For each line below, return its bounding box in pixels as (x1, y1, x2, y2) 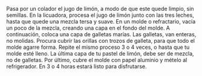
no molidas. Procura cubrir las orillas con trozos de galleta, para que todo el (6, 37, 195, 44)
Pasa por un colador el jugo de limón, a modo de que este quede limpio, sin (6, 5, 195, 12)
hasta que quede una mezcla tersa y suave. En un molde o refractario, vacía (6, 18, 196, 25)
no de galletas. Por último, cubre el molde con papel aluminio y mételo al (6, 57, 187, 63)
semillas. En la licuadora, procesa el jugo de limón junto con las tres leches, (6, 11, 195, 19)
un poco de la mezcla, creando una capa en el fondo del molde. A (6, 24, 171, 31)
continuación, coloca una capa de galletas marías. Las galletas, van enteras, (6, 31, 197, 38)
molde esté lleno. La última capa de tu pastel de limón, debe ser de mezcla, (6, 50, 195, 57)
